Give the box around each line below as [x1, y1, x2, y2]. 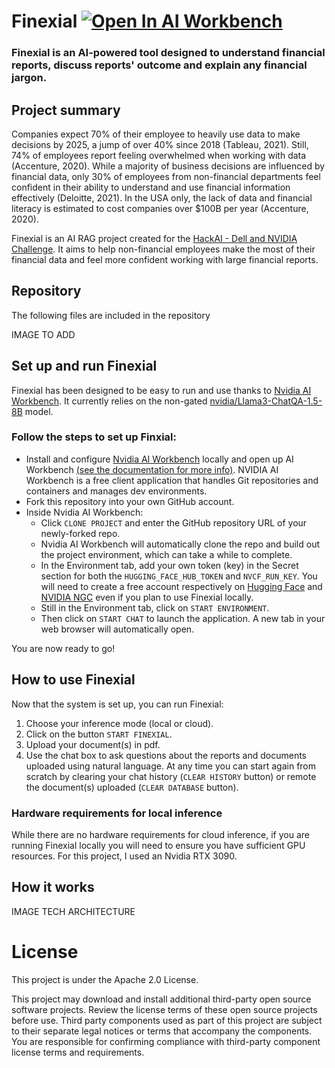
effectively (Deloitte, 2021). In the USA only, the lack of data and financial [11, 191, 313, 204]
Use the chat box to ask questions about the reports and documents [25, 749, 307, 761]
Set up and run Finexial [11, 358, 158, 375]
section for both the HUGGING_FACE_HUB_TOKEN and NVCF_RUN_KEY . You [40, 570, 318, 582]
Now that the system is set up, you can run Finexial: [11, 698, 224, 710]
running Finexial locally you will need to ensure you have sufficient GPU [11, 839, 306, 851]
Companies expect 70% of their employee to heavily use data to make [11, 128, 301, 140]
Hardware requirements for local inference [11, 806, 223, 820]
